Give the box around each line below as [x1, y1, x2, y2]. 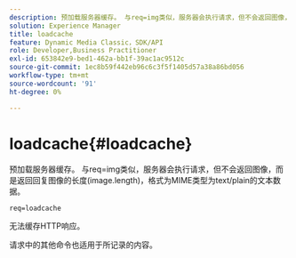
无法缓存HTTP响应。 [9, 221, 85, 231]
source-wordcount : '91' [9, 79, 98, 88]
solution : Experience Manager [9, 21, 122, 30]
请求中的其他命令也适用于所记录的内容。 [9, 239, 157, 250]
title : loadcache [9, 29, 74, 38]
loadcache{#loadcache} [9, 133, 193, 154]
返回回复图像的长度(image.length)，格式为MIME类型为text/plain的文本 [16, 175, 274, 186]
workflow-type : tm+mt [9, 71, 90, 80]
